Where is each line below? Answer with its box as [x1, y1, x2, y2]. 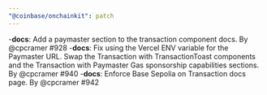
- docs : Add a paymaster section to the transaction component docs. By [8, 34, 248, 44]
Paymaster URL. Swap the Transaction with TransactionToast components [8, 51, 256, 61]
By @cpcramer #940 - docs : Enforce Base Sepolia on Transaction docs [8, 68, 246, 78]
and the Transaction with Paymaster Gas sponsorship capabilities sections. [8, 60, 260, 70]
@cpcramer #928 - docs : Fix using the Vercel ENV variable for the [8, 42, 229, 53]
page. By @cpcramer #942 [8, 77, 100, 87]
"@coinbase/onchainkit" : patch [8, 11, 114, 20]
